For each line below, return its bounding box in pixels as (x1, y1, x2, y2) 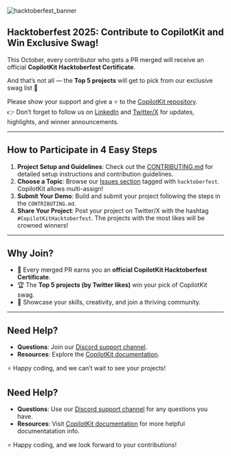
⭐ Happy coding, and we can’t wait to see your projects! (7, 364, 166, 373)
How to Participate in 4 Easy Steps (7, 144, 157, 156)
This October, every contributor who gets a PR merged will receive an (7, 55, 204, 63)
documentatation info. (16, 427, 80, 435)
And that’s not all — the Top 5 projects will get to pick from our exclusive (7, 76, 213, 84)
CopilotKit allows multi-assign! (16, 184, 104, 192)
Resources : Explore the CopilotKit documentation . (16, 350, 160, 359)
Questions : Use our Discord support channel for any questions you (16, 405, 208, 413)
